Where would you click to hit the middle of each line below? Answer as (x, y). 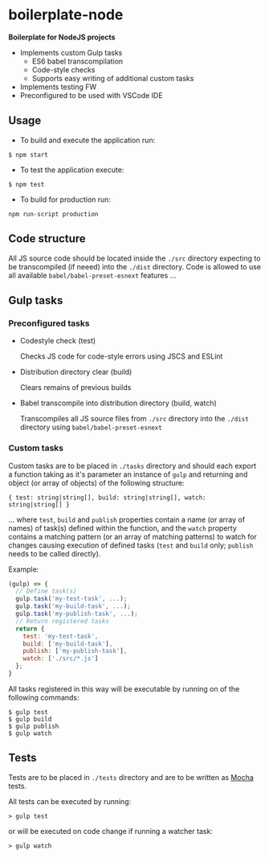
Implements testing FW (58, 87)
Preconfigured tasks (49, 323)
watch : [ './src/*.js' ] (61, 659)
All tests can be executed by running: (70, 801)
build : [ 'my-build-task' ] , (68, 644)
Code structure (47, 239)
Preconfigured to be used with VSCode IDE (91, 95)
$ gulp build (30, 719)
